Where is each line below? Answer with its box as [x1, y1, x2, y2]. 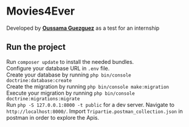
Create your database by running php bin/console [6, 71, 132, 78]
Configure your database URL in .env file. [6, 64, 110, 72]
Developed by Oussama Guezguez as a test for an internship [6, 24, 160, 32]
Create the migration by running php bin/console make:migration [6, 83, 170, 90]
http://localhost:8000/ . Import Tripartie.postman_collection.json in [6, 108, 184, 115]
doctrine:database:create [6, 77, 72, 83]
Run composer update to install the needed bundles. [6, 58, 134, 65]
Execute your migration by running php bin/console [6, 89, 135, 97]
